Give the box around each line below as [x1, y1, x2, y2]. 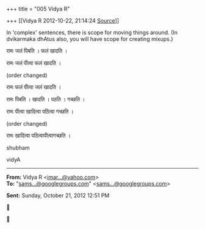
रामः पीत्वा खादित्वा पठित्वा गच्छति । [6, 108, 74, 115]
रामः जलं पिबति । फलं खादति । [6, 47, 68, 54]
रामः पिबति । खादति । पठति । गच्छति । [6, 96, 85, 103]
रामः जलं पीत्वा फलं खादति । [6, 59, 62, 67]
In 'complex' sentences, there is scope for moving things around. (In [6, 29, 178, 36]
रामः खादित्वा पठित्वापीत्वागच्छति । [6, 132, 71, 139]
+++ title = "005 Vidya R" [6, 5, 70, 12]
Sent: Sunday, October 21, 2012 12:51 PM [6, 192, 110, 199]
